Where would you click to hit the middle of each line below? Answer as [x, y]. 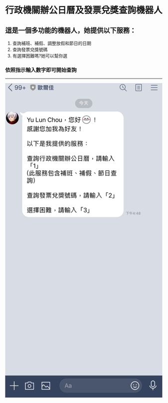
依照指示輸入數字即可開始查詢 [41, 70]
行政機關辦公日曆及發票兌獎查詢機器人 [84, 10]
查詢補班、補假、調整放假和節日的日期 [52, 43]
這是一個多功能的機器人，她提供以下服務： [71, 30]
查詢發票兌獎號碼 [30, 50]
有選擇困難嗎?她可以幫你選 [40, 56]
